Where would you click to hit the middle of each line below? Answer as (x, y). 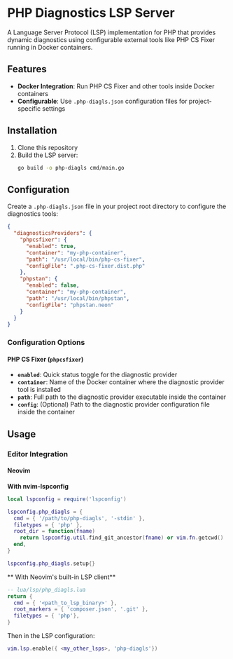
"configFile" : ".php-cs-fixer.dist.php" (85, 266)
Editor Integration (38, 454)
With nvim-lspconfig (38, 486)
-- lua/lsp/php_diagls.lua (47, 590)
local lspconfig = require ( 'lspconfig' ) (67, 499)
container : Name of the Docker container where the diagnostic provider (121, 382)
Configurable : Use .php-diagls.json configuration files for (102, 101)
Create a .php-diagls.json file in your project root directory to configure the (117, 206)
